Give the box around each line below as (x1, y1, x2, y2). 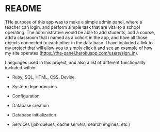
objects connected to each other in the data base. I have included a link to (5, 39, 153, 45)
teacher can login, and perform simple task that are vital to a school (5, 24, 140, 30)
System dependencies (12, 83, 57, 89)
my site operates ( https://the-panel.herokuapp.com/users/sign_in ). (5, 50, 139, 56)
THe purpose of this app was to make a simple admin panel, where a (5, 19, 142, 25)
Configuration (12, 93, 40, 99)
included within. (5, 64, 37, 71)
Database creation (12, 102, 49, 108)
